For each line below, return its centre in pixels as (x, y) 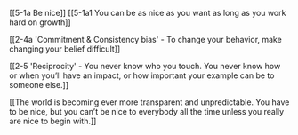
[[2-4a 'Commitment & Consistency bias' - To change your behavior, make (145, 40)
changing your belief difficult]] (65, 49)
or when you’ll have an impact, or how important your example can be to (142, 75)
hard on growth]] (40, 22)
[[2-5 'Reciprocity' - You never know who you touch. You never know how (145, 66)
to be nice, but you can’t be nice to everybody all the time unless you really (147, 111)
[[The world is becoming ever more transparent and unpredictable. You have (149, 102)
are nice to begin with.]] (53, 121)
